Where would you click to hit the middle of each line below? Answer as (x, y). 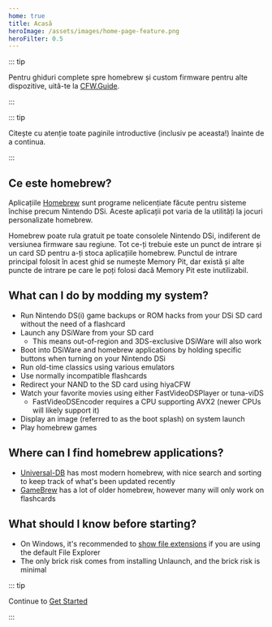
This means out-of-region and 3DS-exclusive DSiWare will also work (147, 341)
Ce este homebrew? (60, 183)
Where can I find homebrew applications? (116, 453)
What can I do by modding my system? (108, 296)
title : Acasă (30, 24)
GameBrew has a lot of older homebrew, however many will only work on (142, 490)
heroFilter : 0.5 (36, 39)
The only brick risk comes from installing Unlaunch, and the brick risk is (140, 560)
